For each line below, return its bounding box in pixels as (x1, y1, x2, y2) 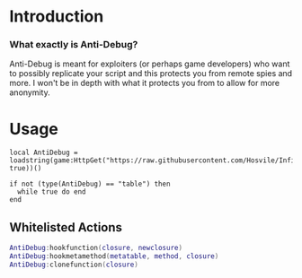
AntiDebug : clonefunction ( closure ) (9, 260, 139, 269)
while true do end (17, 187, 87, 196)
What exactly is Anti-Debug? (9, 39, 138, 51)
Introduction (9, 6, 104, 27)
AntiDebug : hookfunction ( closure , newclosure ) (9, 244, 182, 253)
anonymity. (9, 87, 51, 98)
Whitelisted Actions (9, 220, 123, 235)
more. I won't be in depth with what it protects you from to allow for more (9, 78, 280, 89)
